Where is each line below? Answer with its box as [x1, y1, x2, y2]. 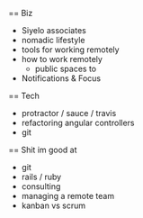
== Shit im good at [8, 144, 77, 155]
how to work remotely [21, 54, 103, 64]
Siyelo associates [21, 25, 86, 35]
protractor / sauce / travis [21, 108, 117, 118]
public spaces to [34, 63, 97, 74]
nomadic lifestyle [21, 35, 85, 45]
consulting [21, 181, 61, 192]
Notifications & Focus [21, 73, 101, 84]
